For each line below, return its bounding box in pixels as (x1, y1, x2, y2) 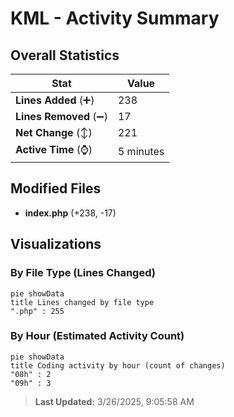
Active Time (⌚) (15, 143, 93, 156)
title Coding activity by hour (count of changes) (10, 360, 226, 371)
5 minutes (117, 144, 165, 158)
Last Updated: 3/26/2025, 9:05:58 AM (34, 395, 195, 407)
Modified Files (10, 180, 102, 197)
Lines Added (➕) (15, 93, 95, 107)
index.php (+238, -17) (24, 207, 117, 219)
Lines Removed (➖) (15, 110, 108, 123)
